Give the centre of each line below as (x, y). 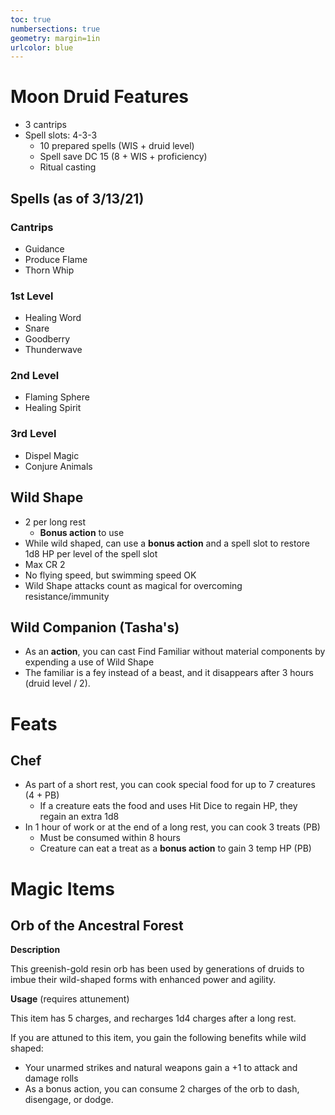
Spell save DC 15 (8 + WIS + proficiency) (123, 157)
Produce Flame (56, 259)
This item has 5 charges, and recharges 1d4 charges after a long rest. (153, 1018)
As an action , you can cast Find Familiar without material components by (175, 652)
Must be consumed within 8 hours (110, 838)
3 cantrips (45, 125)
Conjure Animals (58, 466)
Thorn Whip (49, 270)
